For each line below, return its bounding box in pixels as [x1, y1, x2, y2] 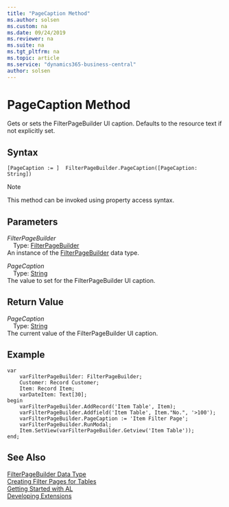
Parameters [7, 216, 58, 227]
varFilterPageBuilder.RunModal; [19, 421, 112, 428]
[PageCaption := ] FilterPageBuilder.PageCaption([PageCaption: [7, 165, 197, 172]
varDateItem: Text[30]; [19, 391, 88, 398]
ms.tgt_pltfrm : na [7, 49, 60, 55]
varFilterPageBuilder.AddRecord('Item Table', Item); [19, 403, 176, 410]
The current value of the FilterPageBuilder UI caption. [7, 329, 158, 337]
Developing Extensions [7, 491, 72, 500]
